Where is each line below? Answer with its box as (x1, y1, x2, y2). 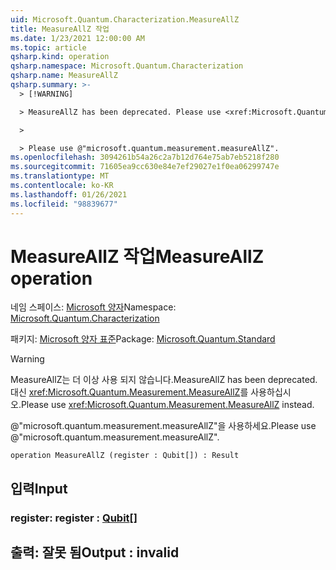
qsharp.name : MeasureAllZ (10, 71, 118, 81)
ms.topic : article (10, 42, 87, 53)
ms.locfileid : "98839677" (10, 199, 118, 209)
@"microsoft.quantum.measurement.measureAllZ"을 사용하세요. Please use (10, 420, 317, 432)
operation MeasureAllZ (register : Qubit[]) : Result (10, 451, 240, 461)
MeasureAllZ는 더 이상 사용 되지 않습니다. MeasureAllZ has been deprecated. (10, 374, 318, 386)
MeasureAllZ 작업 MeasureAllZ (10, 245, 265, 268)
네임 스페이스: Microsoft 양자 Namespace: (10, 301, 177, 313)
